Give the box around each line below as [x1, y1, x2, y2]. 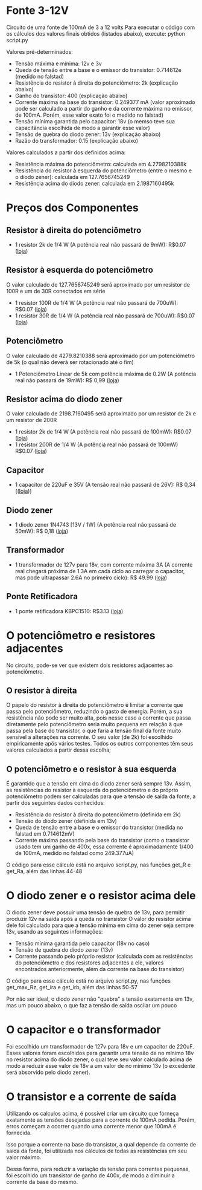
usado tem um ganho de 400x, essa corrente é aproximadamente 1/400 [14, 843, 194, 850]
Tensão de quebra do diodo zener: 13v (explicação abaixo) [14, 131, 161, 138]
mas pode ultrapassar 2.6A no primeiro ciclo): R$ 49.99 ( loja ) [14, 574, 168, 581]
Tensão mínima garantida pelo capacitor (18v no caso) [14, 940, 150, 947]
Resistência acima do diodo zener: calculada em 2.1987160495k [14, 180, 174, 187]
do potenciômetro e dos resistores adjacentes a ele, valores [14, 959, 164, 966]
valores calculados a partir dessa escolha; [6, 746, 112, 753]
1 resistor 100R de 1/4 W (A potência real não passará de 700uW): [14, 299, 178, 306]
